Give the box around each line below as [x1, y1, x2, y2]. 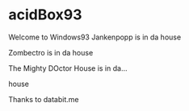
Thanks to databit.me [8, 94, 79, 104]
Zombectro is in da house [8, 47, 94, 57]
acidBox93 [8, 6, 82, 24]
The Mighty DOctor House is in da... [8, 63, 128, 73]
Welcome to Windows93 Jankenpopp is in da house [8, 32, 182, 42]
